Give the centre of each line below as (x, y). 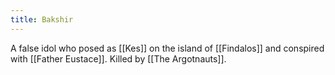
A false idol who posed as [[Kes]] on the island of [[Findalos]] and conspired (167, 48)
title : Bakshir (42, 19)
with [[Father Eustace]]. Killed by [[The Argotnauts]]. (118, 58)
